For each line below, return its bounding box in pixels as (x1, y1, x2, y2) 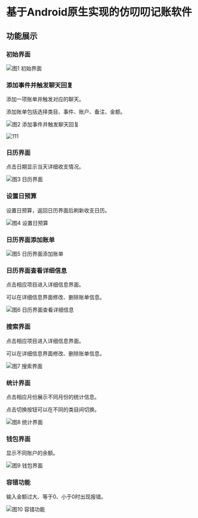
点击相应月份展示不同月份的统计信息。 (6, 393, 100, 401)
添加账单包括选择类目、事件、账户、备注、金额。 (6, 108, 126, 116)
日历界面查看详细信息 (6, 266, 67, 275)
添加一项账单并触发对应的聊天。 (6, 96, 84, 103)
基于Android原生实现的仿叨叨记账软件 (6, 5, 193, 19)
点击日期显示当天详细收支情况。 (6, 163, 84, 170)
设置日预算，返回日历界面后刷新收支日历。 (6, 206, 110, 214)
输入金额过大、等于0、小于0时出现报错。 (6, 493, 107, 500)
